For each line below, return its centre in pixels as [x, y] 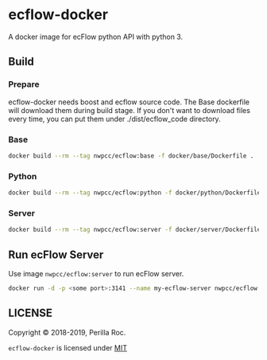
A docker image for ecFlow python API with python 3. [96, 37]
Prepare [24, 84]
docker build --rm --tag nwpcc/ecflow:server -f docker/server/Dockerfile [135, 230]
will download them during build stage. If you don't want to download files [129, 110]
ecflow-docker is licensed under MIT [68, 347]
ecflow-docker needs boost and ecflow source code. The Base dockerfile [129, 102]
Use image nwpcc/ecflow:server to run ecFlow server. [96, 273]
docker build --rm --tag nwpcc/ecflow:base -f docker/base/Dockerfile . [131, 156]
